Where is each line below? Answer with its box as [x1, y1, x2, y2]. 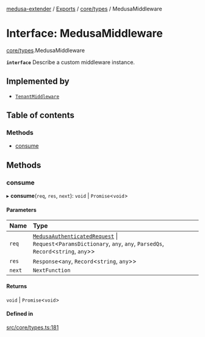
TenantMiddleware [15, 93, 60, 100]
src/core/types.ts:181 [6, 324, 59, 331]
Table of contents [6, 110, 74, 121]
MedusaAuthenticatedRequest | [32, 232, 118, 241]
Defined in [6, 310, 34, 317]
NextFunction [32, 267, 71, 274]
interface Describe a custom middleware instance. [6, 58, 135, 66]
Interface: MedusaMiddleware [6, 27, 163, 40]
